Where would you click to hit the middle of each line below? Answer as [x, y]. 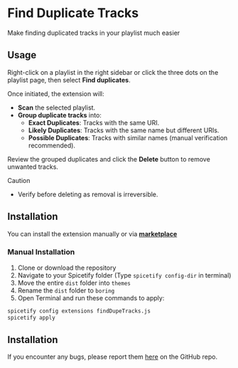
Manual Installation [41, 252]
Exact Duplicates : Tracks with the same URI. [94, 122]
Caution [19, 180]
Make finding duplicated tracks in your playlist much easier [94, 33]
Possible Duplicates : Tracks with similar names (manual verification [128, 137]
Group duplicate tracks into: [59, 115]
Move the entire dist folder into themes [74, 283]
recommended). [52, 145]
